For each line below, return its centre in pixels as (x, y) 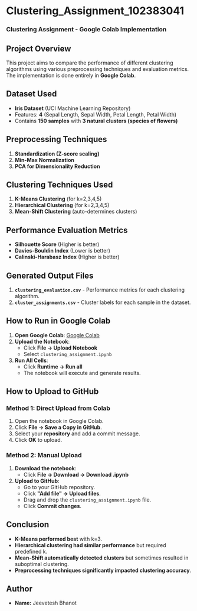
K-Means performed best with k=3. (58, 539)
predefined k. (31, 551)
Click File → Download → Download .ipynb (76, 474)
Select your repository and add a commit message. (77, 434)
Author (19, 589)
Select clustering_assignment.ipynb (68, 354)
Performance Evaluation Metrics (67, 230)
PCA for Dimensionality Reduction (57, 166)
